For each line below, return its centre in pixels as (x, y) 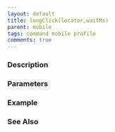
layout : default (31, 14)
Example (23, 102)
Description (28, 65)
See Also (23, 121)
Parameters (28, 83)
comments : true (30, 40)
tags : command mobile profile (52, 34)
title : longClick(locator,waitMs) (58, 20)
